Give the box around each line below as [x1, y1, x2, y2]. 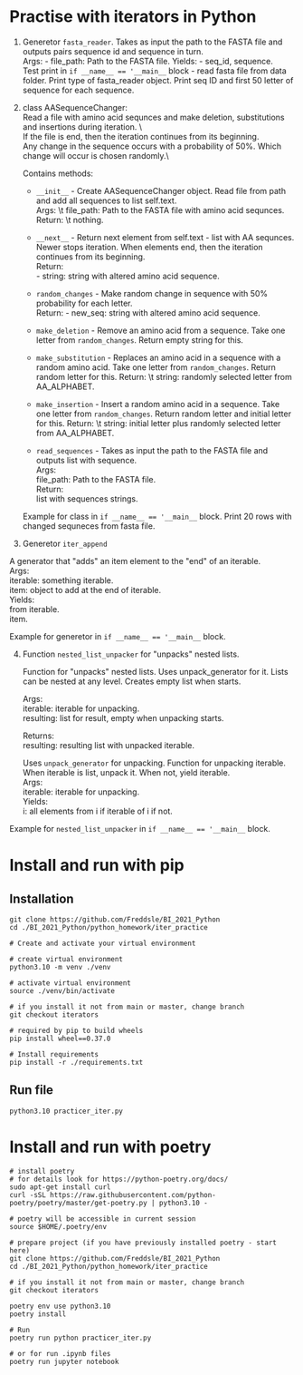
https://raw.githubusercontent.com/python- [49, 1190, 217, 1199]
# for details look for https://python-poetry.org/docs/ [9, 1175, 229, 1184]
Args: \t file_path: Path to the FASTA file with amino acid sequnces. [35, 204, 285, 215]
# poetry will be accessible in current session [9, 1214, 196, 1224]
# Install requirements [9, 1049, 99, 1058]
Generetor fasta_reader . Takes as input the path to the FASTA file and [22, 36, 283, 47]
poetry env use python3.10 [9, 1302, 111, 1311]
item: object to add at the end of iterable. [9, 584, 162, 595]
